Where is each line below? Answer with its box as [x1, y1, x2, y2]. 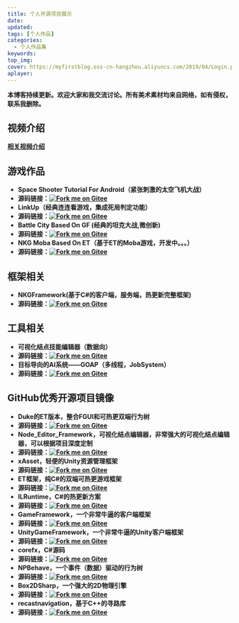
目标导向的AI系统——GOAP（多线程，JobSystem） [17, 360, 171, 368]
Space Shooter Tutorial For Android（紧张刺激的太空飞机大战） [17, 186, 206, 194]
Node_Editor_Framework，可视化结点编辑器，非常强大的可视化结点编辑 [17, 430, 230, 438]
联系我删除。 [7, 99, 45, 107]
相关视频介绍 [7, 142, 45, 151]
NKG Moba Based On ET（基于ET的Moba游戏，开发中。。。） [17, 239, 193, 247]
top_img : [7, 57, 33, 64]
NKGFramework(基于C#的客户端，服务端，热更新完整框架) [17, 290, 192, 299]
